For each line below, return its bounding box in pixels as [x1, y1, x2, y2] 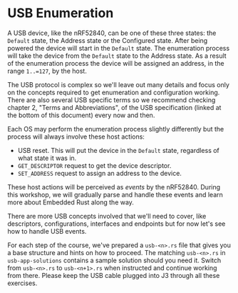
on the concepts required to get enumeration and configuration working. [7, 88, 220, 96]
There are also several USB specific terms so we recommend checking [7, 95, 216, 104]
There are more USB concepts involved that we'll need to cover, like [7, 212, 207, 220]
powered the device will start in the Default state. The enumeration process [7, 44, 230, 52]
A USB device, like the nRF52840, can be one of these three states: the [7, 29, 217, 37]
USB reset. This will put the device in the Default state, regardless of [17, 146, 219, 154]
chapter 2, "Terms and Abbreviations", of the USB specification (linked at [7, 103, 222, 111]
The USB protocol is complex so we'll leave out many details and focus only [7, 80, 230, 89]
